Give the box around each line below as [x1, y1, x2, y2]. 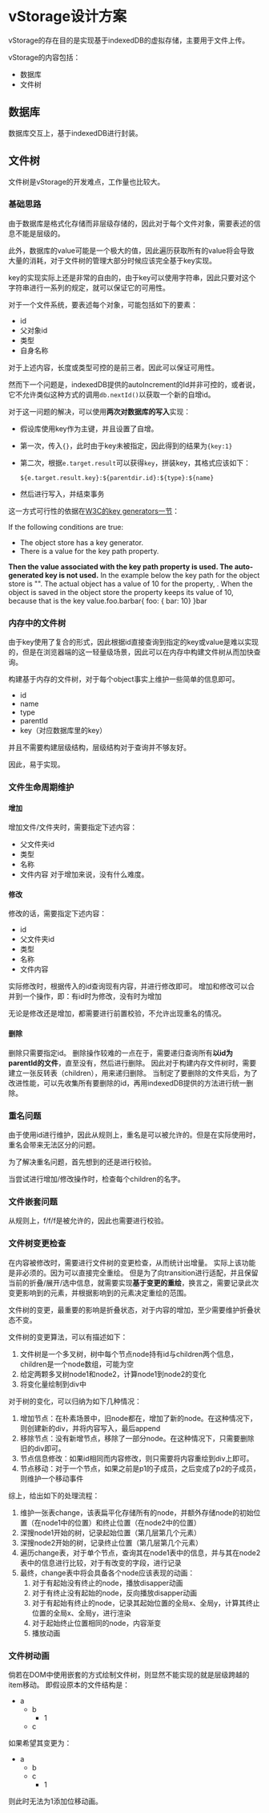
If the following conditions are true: [8, 522, 124, 532]
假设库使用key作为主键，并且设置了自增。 [19, 423, 159, 434]
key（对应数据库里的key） [19, 726, 107, 735]
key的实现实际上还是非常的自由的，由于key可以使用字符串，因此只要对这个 [8, 272, 256, 282]
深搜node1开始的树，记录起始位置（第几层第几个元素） [19, 1527, 202, 1538]
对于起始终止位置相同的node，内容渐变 [31, 1618, 162, 1628]
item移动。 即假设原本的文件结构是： [8, 1680, 130, 1689]
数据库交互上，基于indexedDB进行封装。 [8, 128, 143, 137]
